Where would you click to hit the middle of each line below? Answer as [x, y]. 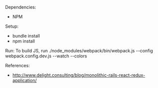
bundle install [26, 36]
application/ [25, 80]
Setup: [12, 26]
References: [17, 66]
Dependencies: [21, 7]
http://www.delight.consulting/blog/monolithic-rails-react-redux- [79, 75]
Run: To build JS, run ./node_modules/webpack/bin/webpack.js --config [79, 51]
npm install [24, 41]
